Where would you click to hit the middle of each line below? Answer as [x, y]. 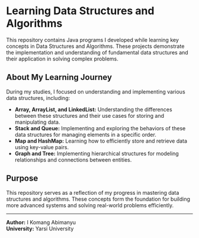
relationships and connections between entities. [73, 160]
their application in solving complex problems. [62, 59]
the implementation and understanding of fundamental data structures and [97, 52]
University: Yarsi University [40, 229]
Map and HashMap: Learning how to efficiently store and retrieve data [101, 141]
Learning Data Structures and [80, 11]
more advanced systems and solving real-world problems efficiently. [90, 205]
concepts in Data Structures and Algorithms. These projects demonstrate [95, 46]
